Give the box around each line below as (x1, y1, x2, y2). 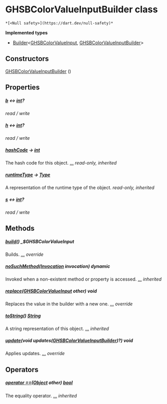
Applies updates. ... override (5, 351, 65, 357)
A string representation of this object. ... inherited (5, 325, 109, 332)
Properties (5, 83, 40, 92)
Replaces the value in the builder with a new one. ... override (5, 301, 133, 307)
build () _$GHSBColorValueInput (5, 238, 74, 245)
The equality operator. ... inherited (5, 392, 77, 399)
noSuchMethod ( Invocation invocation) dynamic (5, 263, 110, 269)
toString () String (5, 313, 41, 319)
